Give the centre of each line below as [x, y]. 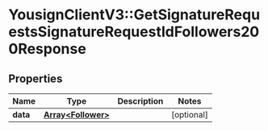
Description [140, 101]
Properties [36, 78]
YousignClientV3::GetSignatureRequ [134, 15]
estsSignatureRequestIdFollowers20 [134, 32]
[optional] [189, 115]
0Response [47, 49]
